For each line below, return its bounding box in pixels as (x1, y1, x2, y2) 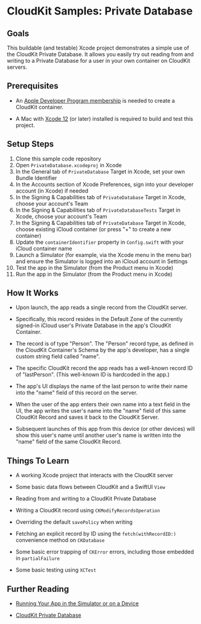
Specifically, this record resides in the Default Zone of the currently (15, 316, 183, 323)
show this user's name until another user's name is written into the (15, 431, 182, 439)
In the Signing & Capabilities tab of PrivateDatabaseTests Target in (15, 206, 180, 214)
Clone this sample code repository (15, 155, 101, 162)
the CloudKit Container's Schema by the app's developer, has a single (15, 346, 190, 354)
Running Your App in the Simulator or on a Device (15, 600, 139, 607)
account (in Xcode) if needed (15, 187, 89, 194)
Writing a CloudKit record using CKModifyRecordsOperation (15, 507, 161, 514)
